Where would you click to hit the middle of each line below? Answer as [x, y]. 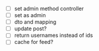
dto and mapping [35, 22]
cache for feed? [34, 42]
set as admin [30, 15]
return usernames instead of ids [53, 36]
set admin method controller [49, 9]
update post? [30, 28]
